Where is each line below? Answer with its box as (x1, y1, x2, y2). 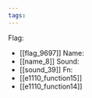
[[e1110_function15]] (19, 73, 83, 82)
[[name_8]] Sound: (19, 56, 80, 66)
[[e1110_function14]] (19, 82, 83, 91)
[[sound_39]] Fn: (19, 64, 73, 74)
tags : (8, 11, 26, 20)
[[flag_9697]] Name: (19, 48, 84, 57)
